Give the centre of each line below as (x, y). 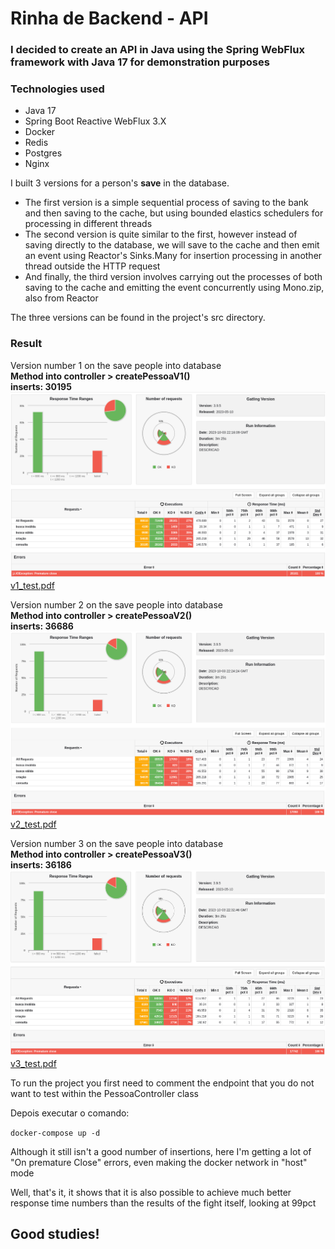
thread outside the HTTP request (92, 266)
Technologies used (57, 89)
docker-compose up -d (55, 1133)
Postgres (43, 153)
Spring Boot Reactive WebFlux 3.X (95, 121)
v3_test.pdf (33, 1063)
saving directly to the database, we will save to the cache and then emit (172, 245)
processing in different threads (88, 224)
